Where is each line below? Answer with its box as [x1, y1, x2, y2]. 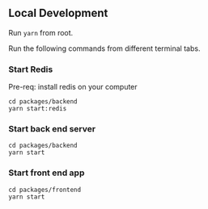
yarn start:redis [8, 105, 67, 113]
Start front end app [8, 167, 85, 178]
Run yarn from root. [8, 27, 74, 37]
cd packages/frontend [8, 186, 82, 194]
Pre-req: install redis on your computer [8, 82, 138, 92]
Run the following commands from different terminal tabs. [8, 44, 201, 53]
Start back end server [8, 123, 96, 135]
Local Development [8, 6, 108, 20]
